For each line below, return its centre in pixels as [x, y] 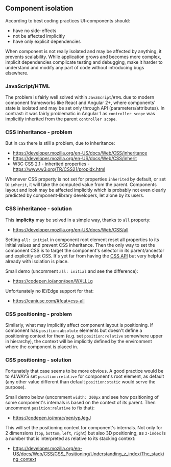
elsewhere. [17, 73]
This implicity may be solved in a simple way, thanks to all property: [78, 220]
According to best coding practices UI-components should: [68, 20]
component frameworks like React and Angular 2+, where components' [80, 103]
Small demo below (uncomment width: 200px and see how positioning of [82, 397]
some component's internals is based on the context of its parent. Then [80, 403]
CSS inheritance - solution [39, 209]
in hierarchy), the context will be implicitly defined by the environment [79, 341]
